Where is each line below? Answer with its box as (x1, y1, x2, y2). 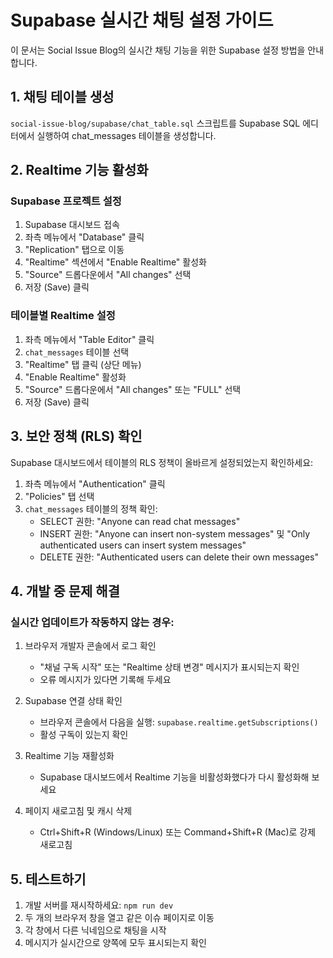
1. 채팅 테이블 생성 (10, 89, 115, 106)
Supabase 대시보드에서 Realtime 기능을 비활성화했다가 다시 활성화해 (39, 771, 310, 783)
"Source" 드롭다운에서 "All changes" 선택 (24, 269, 192, 281)
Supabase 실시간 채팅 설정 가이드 (10, 9, 274, 32)
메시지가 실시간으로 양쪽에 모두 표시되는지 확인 (24, 937, 207, 949)
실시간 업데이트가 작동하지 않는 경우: (10, 615, 175, 629)
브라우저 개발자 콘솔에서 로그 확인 (24, 640, 157, 652)
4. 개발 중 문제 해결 (10, 582, 120, 600)
